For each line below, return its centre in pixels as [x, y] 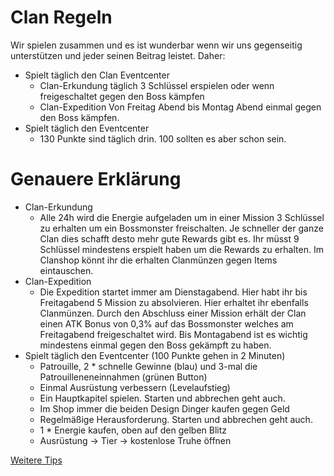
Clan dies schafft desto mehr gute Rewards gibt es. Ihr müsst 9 [169, 238]
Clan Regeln [61, 17]
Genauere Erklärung [96, 179]
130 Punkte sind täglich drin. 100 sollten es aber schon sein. [163, 138]
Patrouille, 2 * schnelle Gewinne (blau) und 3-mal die [148, 366]
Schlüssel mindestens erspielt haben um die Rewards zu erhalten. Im [181, 249]
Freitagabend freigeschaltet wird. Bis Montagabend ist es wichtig [173, 334]
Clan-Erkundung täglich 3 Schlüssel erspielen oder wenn [157, 85]
